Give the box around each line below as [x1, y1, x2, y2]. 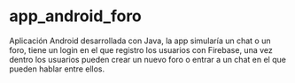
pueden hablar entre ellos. [9, 64, 105, 74]
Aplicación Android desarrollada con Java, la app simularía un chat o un [9, 35, 271, 46]
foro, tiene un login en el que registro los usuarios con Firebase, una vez [9, 44, 273, 55]
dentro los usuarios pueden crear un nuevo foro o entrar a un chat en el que [9, 54, 286, 64]
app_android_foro [9, 6, 142, 26]
